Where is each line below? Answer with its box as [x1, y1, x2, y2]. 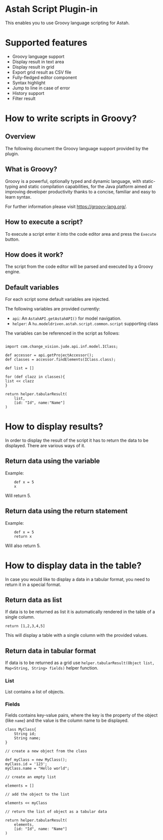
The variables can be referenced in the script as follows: [5, 330, 120, 336]
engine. [5, 269, 21, 275]
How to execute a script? [5, 218, 83, 226]
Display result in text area [12, 58, 64, 65]
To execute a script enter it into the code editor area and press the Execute [5, 231, 157, 237]
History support [12, 90, 44, 96]
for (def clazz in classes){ [5, 375, 65, 379]
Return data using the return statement [5, 507, 128, 515]
